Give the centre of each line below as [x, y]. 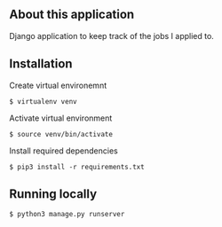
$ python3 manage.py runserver [67, 215]
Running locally [53, 194]
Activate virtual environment [61, 118]
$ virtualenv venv [43, 101]
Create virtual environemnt [58, 85]
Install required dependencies [63, 151]
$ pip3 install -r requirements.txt [77, 167]
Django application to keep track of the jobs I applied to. [112, 35]
